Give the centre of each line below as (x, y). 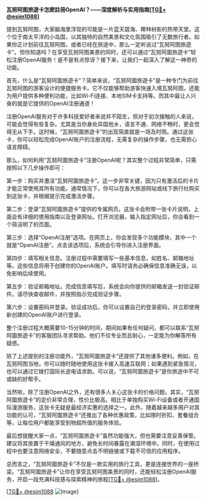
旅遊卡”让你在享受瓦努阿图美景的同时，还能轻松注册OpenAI (116, 472)
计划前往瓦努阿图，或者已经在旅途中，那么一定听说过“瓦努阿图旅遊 (107, 44)
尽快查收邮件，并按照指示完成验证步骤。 (73, 294)
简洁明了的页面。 (33, 224)
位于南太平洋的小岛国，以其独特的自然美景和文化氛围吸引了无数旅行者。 (103, 37)
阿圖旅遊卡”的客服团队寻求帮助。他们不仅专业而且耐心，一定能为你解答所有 (102, 335)
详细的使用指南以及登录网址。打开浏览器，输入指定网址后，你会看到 (108, 217)
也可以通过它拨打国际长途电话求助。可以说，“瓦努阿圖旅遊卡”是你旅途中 (97, 371)
